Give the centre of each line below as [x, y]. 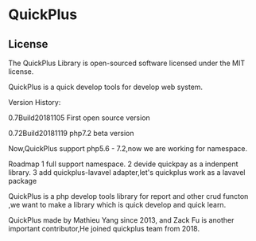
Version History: [35, 102]
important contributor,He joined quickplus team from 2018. [104, 229]
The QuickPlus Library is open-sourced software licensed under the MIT [126, 63]
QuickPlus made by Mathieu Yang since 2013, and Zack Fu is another [121, 220]
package [23, 181]
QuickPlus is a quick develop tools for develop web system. [106, 87]
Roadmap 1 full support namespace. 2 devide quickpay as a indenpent [123, 164]
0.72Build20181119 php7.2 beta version [71, 133]
